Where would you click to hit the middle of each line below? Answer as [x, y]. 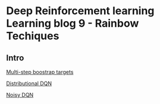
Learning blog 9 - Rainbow [73, 23]
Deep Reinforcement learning [80, 11]
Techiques [33, 36]
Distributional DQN [29, 83]
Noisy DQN [20, 95]
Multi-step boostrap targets [40, 72]
